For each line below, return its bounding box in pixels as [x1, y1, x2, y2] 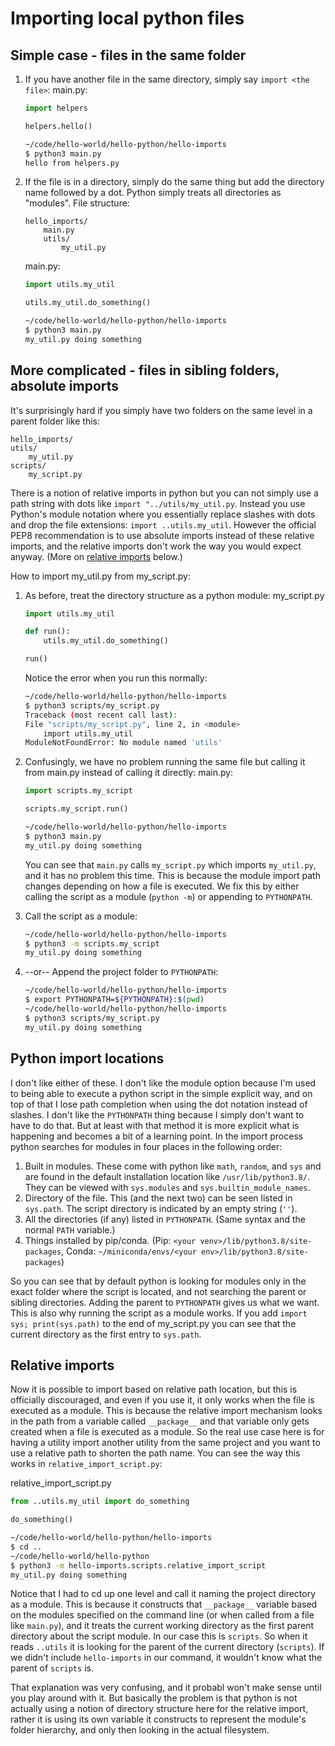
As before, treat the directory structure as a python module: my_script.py [24, 589, 325, 601]
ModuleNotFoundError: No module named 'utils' [24, 738, 223, 748]
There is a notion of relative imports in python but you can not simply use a [10, 487, 319, 499]
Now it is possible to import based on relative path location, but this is [10, 1383, 298, 1396]
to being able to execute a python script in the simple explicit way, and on [10, 1087, 313, 1099]
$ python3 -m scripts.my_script [24, 938, 160, 949]
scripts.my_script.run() [24, 804, 129, 814]
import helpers [24, 103, 89, 113]
